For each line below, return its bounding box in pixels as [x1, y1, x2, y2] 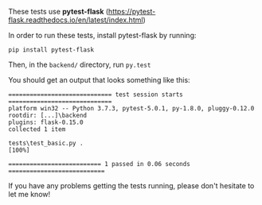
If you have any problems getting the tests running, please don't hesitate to [8, 181, 255, 190]
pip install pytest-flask [8, 46, 94, 54]
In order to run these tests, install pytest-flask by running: [8, 31, 197, 40]
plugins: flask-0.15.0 [8, 118, 84, 126]
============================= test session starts [8, 91, 183, 99]
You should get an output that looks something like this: [8, 75, 190, 84]
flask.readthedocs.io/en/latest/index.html [8, 15, 143, 25]
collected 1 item [8, 126, 66, 133]
